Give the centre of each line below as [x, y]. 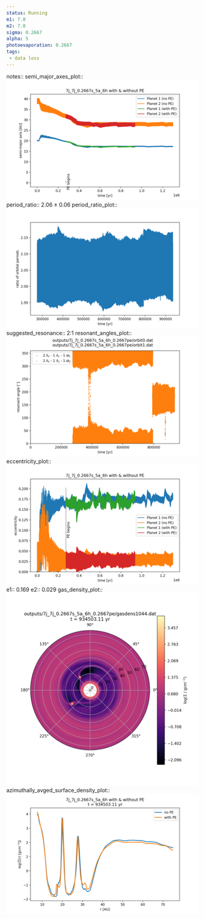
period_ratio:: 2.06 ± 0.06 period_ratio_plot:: [62, 205]
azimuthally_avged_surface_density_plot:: [58, 790]
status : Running [27, 13]
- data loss [24, 58]
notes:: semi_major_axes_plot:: [45, 76]
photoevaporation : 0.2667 [39, 45]
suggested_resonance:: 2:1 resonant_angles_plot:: [69, 333]
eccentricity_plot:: [29, 461]
